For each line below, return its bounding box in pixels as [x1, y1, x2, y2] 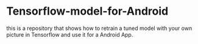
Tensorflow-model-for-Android [6, 4, 169, 18]
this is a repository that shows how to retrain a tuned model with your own [6, 24, 193, 32]
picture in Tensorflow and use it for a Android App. [6, 31, 133, 38]
